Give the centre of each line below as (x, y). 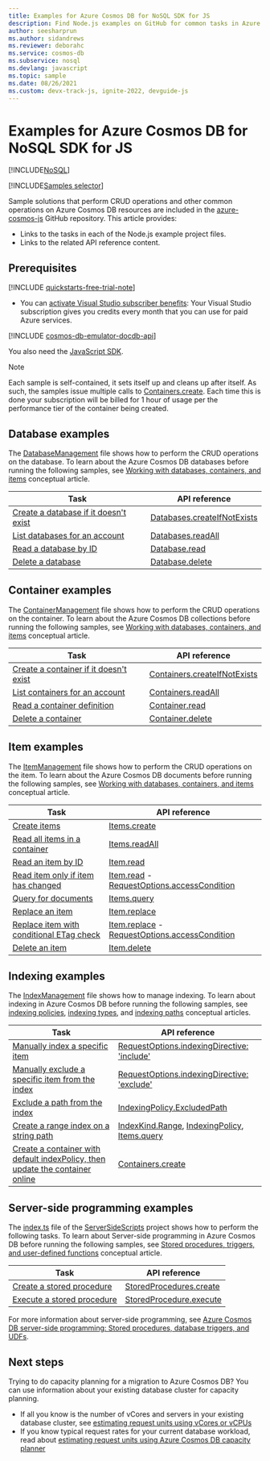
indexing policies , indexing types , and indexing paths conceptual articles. (130, 1013)
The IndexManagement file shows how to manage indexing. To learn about (132, 996)
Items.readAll (134, 843)
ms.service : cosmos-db (46, 53)
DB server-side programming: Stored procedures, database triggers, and (129, 1328)
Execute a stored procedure (65, 1300)
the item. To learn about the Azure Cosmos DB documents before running (130, 775)
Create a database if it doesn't (70, 512)
